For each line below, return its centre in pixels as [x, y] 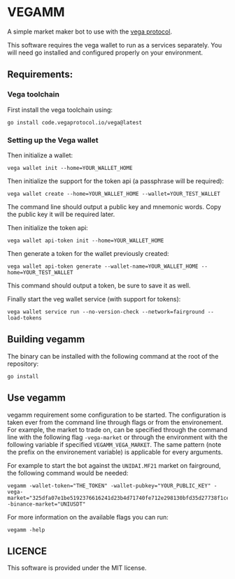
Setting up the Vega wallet [53, 140]
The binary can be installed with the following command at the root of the [113, 356]
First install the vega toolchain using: [60, 110]
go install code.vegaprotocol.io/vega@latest [74, 122]
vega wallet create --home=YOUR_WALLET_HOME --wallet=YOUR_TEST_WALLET [114, 194]
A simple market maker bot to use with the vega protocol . [90, 31]
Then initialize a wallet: [40, 155]
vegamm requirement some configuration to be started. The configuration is [117, 415]
